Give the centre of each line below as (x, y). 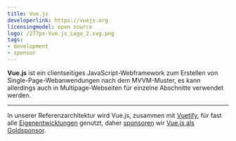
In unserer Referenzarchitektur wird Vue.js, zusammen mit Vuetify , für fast (115, 115)
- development (28, 46)
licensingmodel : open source (50, 27)
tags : (15, 40)
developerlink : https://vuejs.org (58, 20)
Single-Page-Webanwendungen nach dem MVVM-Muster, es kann (104, 80)
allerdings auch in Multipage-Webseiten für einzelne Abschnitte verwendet (115, 88)
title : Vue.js (28, 14)
